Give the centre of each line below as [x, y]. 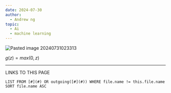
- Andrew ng [23, 19]
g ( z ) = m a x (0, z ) [22, 58]
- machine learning [31, 34]
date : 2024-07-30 [24, 10]
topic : [12, 24]
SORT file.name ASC [26, 86]
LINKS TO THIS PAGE [27, 72]
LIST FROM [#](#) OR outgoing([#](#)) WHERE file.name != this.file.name [85, 82]
